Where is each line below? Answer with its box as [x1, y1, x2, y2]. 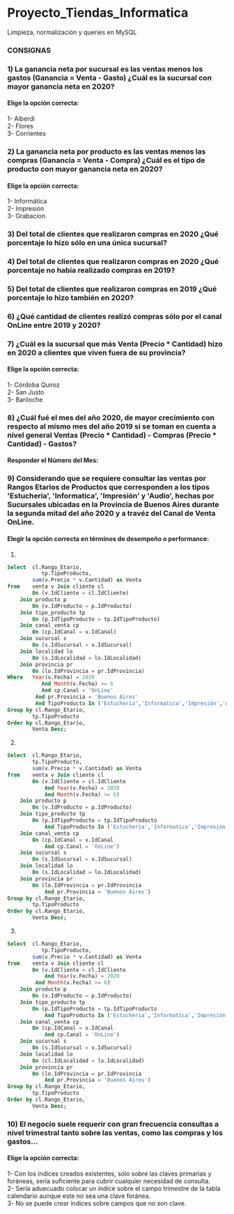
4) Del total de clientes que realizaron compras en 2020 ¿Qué [7, 256, 219, 266]
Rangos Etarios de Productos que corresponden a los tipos [7, 482, 210, 492]
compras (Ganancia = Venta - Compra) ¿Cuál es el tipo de [7, 155, 205, 165]
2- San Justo [7, 387, 45, 396]
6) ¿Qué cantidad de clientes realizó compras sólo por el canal [7, 311, 222, 321]
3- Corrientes [7, 129, 47, 138]
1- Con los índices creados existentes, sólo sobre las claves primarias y [7, 1169, 212, 1178]
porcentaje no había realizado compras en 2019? [7, 265, 175, 275]
